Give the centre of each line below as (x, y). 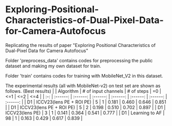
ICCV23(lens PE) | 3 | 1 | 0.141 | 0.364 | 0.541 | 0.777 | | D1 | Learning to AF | (85, 113)
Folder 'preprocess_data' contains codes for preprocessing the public (79, 60)
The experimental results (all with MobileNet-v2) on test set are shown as (83, 86)
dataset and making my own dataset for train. (53, 66)
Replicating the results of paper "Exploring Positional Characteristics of (80, 45)
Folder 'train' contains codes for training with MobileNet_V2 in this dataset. (84, 75)
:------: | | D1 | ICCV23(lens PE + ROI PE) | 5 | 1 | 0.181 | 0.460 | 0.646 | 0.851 (86, 102)
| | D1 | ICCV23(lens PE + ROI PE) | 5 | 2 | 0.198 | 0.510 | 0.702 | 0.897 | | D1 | (85, 107)
